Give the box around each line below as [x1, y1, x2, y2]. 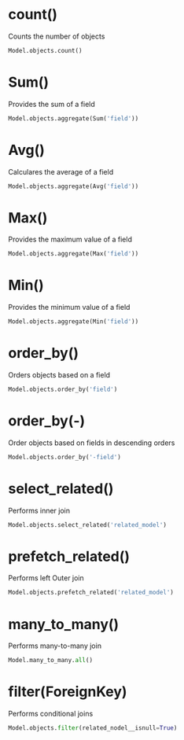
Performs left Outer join [8, 573, 84, 583]
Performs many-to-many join [8, 641, 102, 650]
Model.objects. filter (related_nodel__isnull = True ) [8, 724, 178, 732]
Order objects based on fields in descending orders [8, 438, 175, 447]
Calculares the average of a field [8, 167, 114, 176]
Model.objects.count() [8, 46, 83, 54]
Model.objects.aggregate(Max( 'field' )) [8, 250, 139, 258]
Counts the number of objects [8, 31, 105, 41]
